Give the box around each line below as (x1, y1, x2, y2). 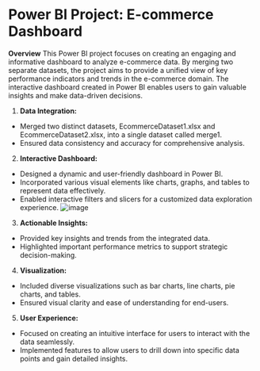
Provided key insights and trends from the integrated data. (19, 233, 210, 243)
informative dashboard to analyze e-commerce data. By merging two (8, 57, 234, 67)
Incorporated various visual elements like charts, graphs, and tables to (19, 177, 250, 187)
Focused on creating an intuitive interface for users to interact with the (19, 328, 250, 338)
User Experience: (19, 313, 78, 323)
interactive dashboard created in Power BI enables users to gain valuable (8, 82, 247, 92)
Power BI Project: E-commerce (8, 6, 214, 24)
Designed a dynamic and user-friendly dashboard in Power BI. (19, 169, 224, 178)
